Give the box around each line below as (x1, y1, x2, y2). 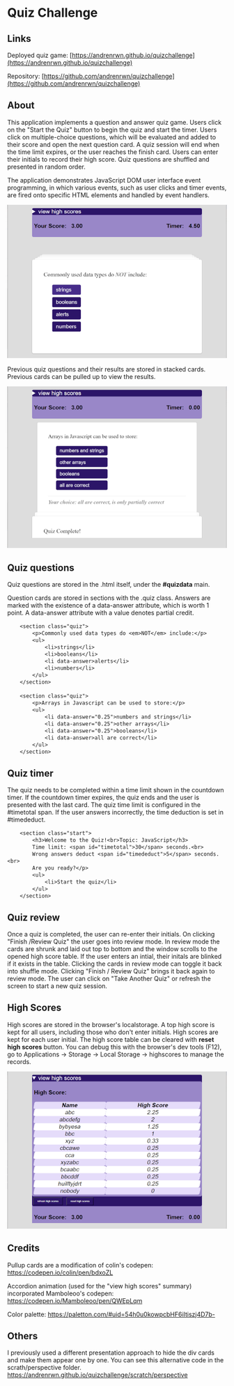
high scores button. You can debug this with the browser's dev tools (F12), (7, 1042, 222, 1051)
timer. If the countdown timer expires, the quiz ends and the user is (7, 793, 200, 802)
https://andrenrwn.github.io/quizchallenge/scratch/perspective (7, 1371, 188, 1379)
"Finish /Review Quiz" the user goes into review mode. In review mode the (7, 937, 220, 946)
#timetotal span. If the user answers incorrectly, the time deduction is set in (7, 808, 224, 817)
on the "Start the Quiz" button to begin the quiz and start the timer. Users (7, 125, 217, 134)
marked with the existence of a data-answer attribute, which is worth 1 (7, 601, 210, 610)
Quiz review (7, 911, 61, 923)
